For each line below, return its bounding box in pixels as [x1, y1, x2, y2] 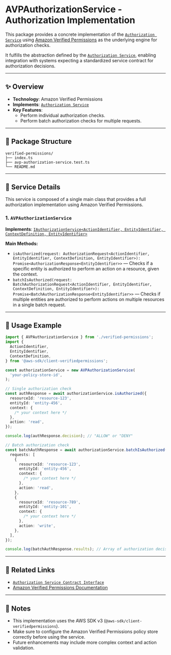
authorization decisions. [5, 63, 56, 69]
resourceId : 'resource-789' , [18, 499, 81, 505]
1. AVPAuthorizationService [5, 214, 72, 221]
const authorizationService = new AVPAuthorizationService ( [5, 367, 136, 373]
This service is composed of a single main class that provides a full [5, 196, 146, 203]
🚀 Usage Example [5, 321, 62, 330]
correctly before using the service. [12, 634, 85, 640]
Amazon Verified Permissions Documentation [12, 585, 108, 591]
